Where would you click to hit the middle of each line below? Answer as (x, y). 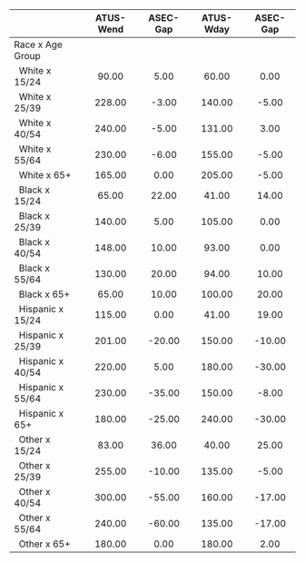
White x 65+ (45, 175)
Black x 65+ (44, 294)
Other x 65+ (44, 544)
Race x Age (39, 44)
